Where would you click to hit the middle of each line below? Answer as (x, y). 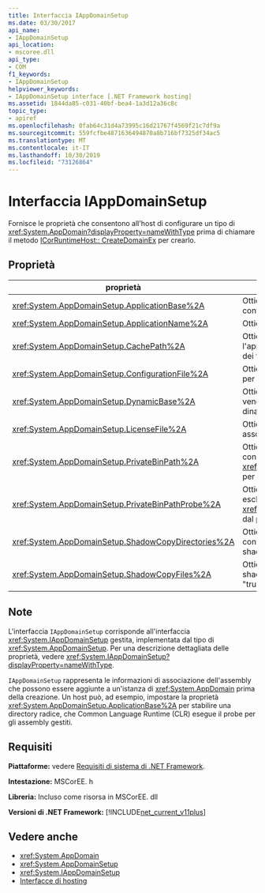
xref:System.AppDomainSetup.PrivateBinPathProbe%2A (117, 504)
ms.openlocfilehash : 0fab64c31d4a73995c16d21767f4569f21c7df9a (114, 126)
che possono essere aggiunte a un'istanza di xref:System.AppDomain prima (132, 688)
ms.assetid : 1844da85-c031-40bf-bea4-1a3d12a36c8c (93, 104)
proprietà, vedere (36, 656)
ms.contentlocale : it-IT (49, 148)
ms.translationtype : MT (47, 140)
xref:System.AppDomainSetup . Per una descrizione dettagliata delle (119, 648)
